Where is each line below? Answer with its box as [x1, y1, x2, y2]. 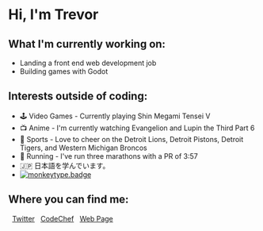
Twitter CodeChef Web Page [11, 214, 113, 223]
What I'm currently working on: [8, 37, 166, 51]
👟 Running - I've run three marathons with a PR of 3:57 [19, 151, 198, 160]
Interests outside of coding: [8, 90, 148, 103]
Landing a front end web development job [19, 58, 157, 67]
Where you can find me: [8, 193, 129, 206]
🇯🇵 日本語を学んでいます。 [19, 160, 110, 170]
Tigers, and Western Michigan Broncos [19, 143, 148, 152]
